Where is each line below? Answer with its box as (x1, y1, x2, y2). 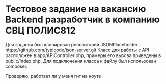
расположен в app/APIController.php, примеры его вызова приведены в (5, 52, 161, 59)
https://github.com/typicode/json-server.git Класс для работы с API (5, 47, 149, 53)
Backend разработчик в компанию (5, 14, 160, 25)
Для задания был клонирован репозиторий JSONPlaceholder (5, 41, 138, 47)
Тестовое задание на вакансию (5, 3, 146, 15)
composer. (5, 63, 28, 69)
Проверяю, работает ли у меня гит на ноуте (5, 73, 101, 79)
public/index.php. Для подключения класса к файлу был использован (5, 58, 156, 64)
